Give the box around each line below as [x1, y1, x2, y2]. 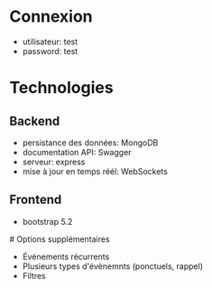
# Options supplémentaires [9, 233, 110, 245]
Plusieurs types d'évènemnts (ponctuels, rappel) [22, 260, 204, 272]
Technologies [9, 78, 115, 98]
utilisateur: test [22, 36, 78, 47]
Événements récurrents [22, 251, 110, 262]
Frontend [9, 192, 62, 208]
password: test [22, 45, 78, 56]
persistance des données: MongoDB [22, 137, 159, 148]
